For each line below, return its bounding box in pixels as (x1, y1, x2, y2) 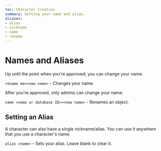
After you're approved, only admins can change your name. (5, 90, 124, 95)
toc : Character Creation (5, 7, 55, 12)
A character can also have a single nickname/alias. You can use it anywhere (5, 126, 156, 132)
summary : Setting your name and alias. (5, 12, 86, 16)
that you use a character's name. (5, 131, 71, 137)
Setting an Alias (5, 113, 54, 121)
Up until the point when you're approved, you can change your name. (5, 71, 144, 76)
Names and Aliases (5, 55, 84, 66)
